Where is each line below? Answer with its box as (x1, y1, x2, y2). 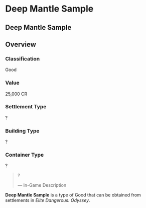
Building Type (5, 127, 40, 134)
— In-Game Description (17, 182, 67, 188)
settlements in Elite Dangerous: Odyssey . (5, 197, 90, 203)
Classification (5, 55, 40, 62)
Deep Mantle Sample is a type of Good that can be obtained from (5, 192, 141, 198)
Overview (5, 40, 37, 48)
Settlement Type (5, 103, 47, 110)
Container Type (5, 152, 44, 159)
